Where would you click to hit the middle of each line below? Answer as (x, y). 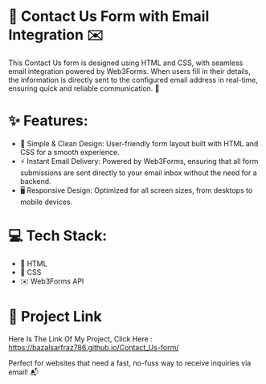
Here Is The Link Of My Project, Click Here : (80, 339)
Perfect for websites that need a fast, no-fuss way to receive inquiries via (130, 363)
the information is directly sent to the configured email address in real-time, (133, 80)
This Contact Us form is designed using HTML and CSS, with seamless (126, 63)
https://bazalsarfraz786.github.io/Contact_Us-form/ (94, 347)
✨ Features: (48, 121)
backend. (35, 181)
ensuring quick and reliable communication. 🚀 (84, 88)
